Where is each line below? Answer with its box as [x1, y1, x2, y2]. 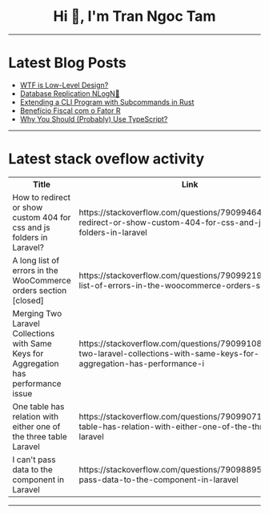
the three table [12, 431, 68, 442]
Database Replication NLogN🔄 [19, 88, 120, 98]
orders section [12, 284, 67, 295]
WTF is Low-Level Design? [19, 80, 109, 90]
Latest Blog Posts [8, 54, 126, 72]
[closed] [12, 295, 44, 306]
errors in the [12, 264, 58, 275]
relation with [12, 411, 59, 422]
